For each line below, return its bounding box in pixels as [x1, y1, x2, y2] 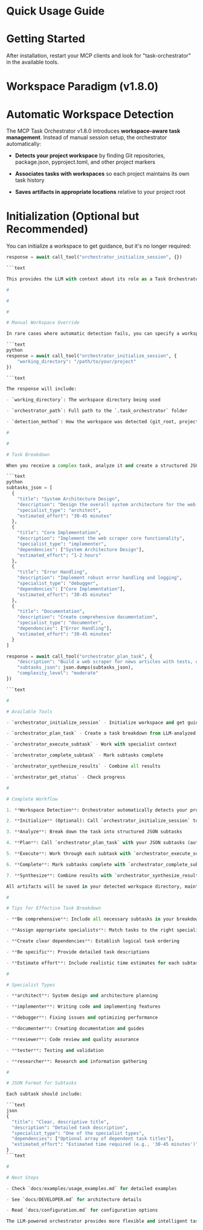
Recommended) [6, 222, 89, 236]
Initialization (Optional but [6, 210, 140, 223]
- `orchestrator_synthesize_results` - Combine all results [6, 763, 161, 770]
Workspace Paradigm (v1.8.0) [6, 80, 159, 93]
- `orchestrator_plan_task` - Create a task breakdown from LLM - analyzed [6, 730, 196, 736]
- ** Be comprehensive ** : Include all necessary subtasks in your [6, 916, 174, 922]
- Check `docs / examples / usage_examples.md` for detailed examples [6, 1185, 177, 1191]
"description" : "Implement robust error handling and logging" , [17, 575, 182, 581]
